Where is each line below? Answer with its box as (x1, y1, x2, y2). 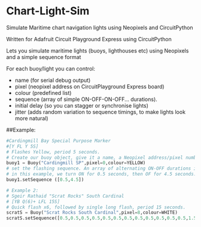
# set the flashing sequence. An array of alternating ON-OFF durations (6, 165, 191, 171)
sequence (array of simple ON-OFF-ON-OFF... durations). (14, 96, 157, 103)
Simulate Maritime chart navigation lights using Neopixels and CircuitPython (6, 24, 193, 31)
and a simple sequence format (6, 53, 81, 60)
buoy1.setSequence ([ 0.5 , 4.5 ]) (6, 177, 84, 183)
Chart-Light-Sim (6, 4, 90, 18)
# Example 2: (6, 187, 39, 194)
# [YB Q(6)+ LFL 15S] (6, 198, 60, 204)
